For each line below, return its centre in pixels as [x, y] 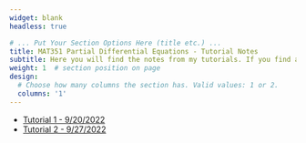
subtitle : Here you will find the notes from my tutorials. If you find [150, 60]
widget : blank [36, 18]
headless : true [38, 26]
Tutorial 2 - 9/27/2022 [64, 129]
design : [24, 77]
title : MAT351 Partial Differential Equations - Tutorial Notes [134, 51]
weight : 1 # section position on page [85, 68]
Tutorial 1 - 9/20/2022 [64, 119]
